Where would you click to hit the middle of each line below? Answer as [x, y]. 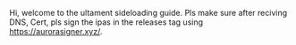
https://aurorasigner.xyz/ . [56, 31]
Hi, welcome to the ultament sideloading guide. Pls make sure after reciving [148, 13]
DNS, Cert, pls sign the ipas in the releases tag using [106, 22]
